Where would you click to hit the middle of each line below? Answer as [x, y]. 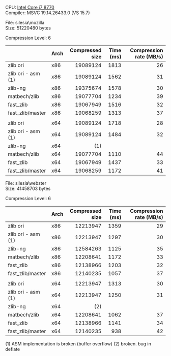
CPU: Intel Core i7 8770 [30, 7]
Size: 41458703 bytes [28, 188]
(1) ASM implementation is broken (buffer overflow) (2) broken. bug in [78, 344]
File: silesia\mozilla [25, 23]
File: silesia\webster [26, 183]
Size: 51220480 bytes [28, 28]
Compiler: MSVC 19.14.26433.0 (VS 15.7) [48, 13]
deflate [13, 349]
